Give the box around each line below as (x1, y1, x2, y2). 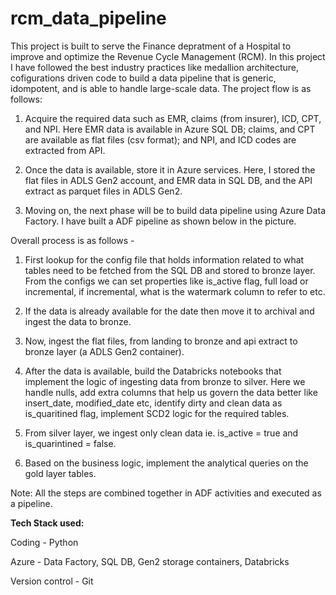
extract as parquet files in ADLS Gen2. (24, 185, 183, 197)
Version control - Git (10, 575, 94, 587)
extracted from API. (24, 144, 106, 156)
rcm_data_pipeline (10, 7, 167, 30)
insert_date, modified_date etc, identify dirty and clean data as (24, 397, 283, 409)
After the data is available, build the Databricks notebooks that (24, 365, 282, 377)
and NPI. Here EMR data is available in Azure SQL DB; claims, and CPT (24, 123, 316, 135)
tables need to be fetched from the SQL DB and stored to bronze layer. (24, 264, 316, 276)
